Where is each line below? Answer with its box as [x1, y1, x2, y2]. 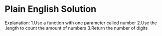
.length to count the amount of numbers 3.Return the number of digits [4, 25, 148, 31]
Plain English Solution [4, 3, 97, 15]
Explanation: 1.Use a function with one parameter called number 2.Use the [4, 20, 158, 26]
